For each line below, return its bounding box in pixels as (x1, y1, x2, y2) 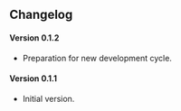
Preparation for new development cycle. (22, 52, 172, 63)
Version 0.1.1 (9, 73, 57, 84)
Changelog (9, 7, 73, 23)
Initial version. (22, 93, 75, 104)
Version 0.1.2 (9, 32, 60, 43)
